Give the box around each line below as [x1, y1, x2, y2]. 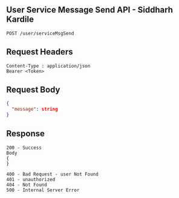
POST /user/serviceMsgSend [6, 30, 74, 36]
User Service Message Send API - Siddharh [6, 5, 174, 15]
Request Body [6, 85, 60, 95]
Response [6, 128, 45, 139]
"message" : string [11, 106, 59, 113]
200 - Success [6, 145, 42, 151]
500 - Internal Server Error [6, 187, 80, 193]
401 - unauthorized [6, 176, 56, 182]
